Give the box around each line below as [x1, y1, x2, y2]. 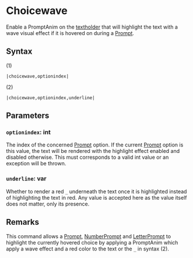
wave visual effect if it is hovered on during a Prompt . [6, 29, 134, 36]
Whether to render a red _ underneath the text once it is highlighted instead [6, 188, 187, 195]
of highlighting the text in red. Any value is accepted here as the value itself [6, 194, 187, 201]
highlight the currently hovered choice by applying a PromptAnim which [6, 239, 178, 246]
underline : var [6, 175, 47, 183]
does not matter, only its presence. [6, 200, 90, 207]
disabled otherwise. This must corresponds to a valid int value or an [6, 154, 169, 161]
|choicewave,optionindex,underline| [6, 95, 95, 100]
